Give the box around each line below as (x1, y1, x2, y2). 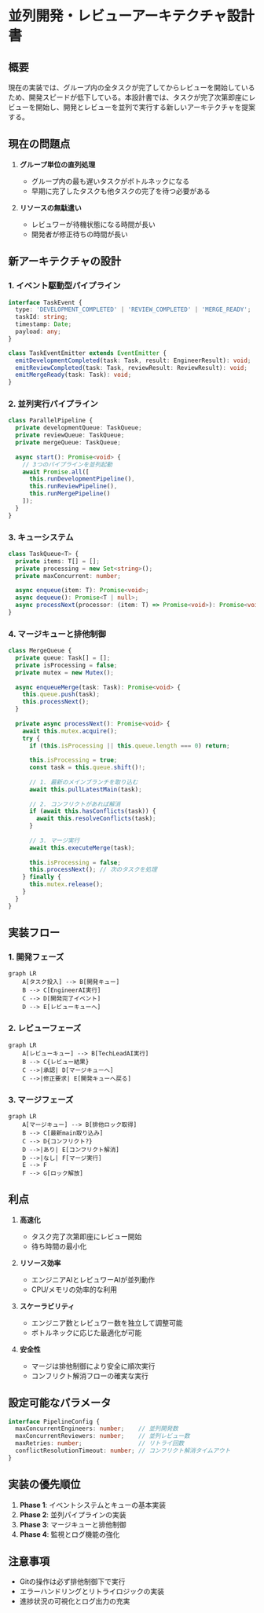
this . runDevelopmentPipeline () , (28, 475, 135, 483)
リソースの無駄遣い (19, 203, 82, 212)
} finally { (22, 873, 61, 881)
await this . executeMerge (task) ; (28, 843, 135, 852)
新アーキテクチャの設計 (8, 254, 122, 268)
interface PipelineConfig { (8, 1417, 101, 1425)
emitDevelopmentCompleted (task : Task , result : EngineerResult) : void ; (15, 357, 251, 364)
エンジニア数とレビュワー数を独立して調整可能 (31, 1318, 183, 1327)
